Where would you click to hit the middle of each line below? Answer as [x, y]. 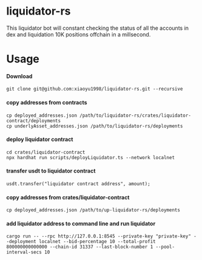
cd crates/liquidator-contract [46, 152]
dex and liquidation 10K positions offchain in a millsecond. [79, 34]
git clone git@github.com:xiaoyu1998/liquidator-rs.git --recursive [95, 89]
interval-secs [24, 252]
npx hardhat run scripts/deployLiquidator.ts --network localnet [90, 157]
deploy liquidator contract [40, 139]
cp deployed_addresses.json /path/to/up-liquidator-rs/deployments [93, 210]
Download [19, 76]
